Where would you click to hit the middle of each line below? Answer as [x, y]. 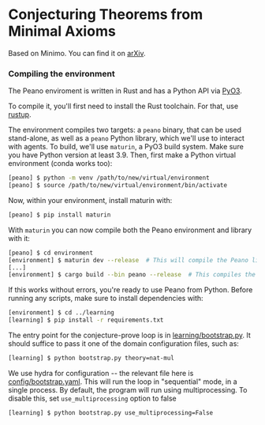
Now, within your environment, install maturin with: [90, 200]
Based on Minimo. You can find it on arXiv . [77, 53]
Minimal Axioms [62, 31]
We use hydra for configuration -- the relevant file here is [101, 373]
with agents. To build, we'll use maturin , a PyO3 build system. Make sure [126, 147]
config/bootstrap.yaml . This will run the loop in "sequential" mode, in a [123, 382]
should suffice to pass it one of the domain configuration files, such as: [123, 344]
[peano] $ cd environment [50, 253]
